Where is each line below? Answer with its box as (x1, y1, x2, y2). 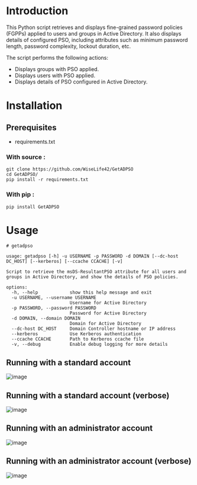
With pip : (6, 191, 34, 199)
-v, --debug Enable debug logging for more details (11, 342, 168, 348)
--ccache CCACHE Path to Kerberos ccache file (11, 336, 144, 342)
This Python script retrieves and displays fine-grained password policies (6, 24, 183, 31)
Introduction (6, 4, 69, 18)
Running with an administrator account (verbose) (6, 456, 192, 466)
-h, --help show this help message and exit (11, 290, 152, 296)
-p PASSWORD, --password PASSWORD (11, 305, 96, 311)
